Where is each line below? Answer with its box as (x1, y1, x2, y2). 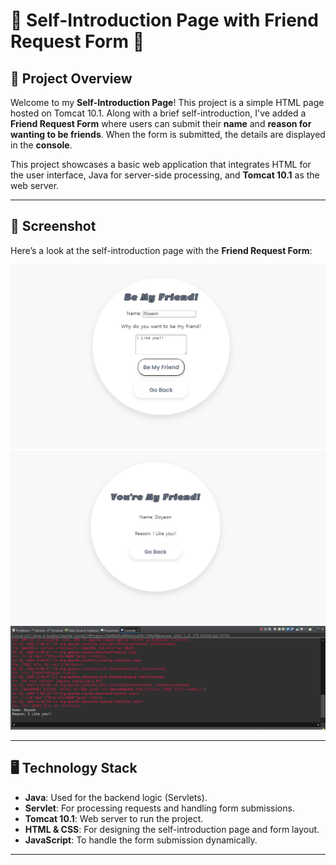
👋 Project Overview (10, 70, 133, 87)
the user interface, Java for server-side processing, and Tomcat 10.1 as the (10, 169, 320, 181)
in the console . (10, 139, 73, 151)
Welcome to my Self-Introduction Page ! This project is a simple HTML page (10, 97, 325, 108)
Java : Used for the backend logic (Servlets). (24, 791, 208, 803)
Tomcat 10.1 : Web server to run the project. (24, 812, 204, 824)
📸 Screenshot (10, 218, 97, 235)
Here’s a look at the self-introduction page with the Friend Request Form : (10, 244, 313, 256)
